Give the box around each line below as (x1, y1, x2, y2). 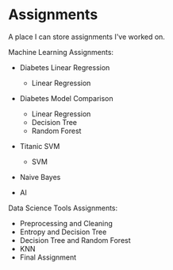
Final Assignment (19, 252, 77, 262)
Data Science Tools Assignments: (8, 203, 118, 213)
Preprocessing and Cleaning (19, 218, 113, 228)
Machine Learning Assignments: (8, 47, 113, 57)
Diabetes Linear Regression (19, 62, 110, 72)
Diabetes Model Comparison (19, 93, 113, 103)
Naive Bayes (19, 172, 61, 182)
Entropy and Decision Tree (19, 227, 107, 237)
